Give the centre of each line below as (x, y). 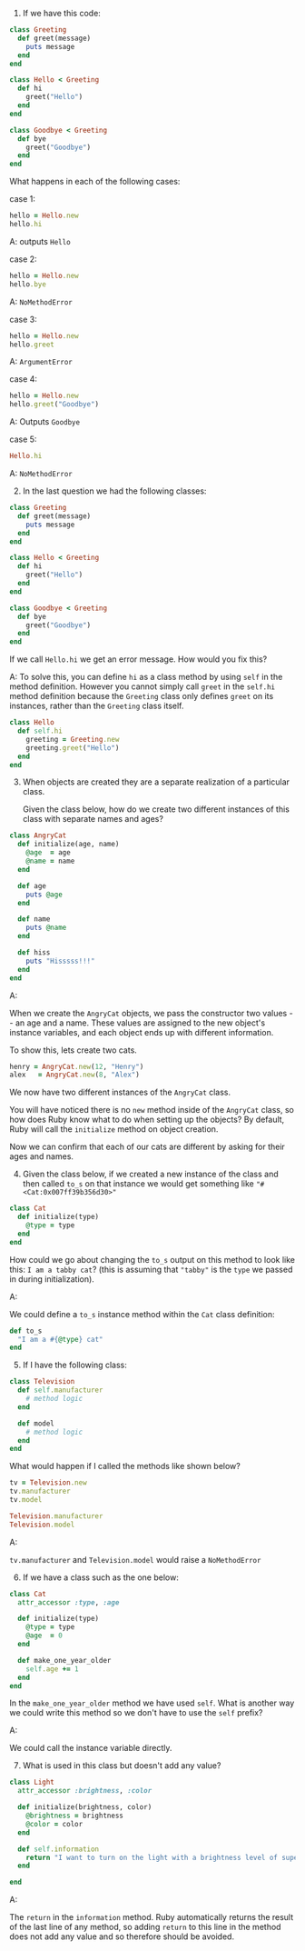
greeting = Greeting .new (73, 739)
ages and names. (42, 1156)
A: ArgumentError (41, 362)
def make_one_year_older (64, 1660)
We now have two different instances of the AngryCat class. (120, 1092)
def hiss (34, 953)
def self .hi (40, 731)
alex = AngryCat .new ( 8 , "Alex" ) (75, 1075)
